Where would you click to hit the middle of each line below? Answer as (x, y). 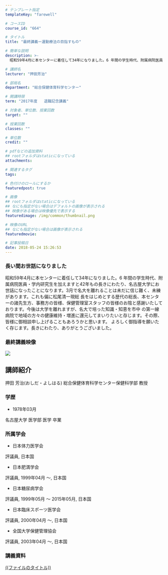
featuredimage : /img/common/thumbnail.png (50, 216)
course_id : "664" (23, 28)
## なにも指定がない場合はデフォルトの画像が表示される (55, 206)
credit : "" (16, 142)
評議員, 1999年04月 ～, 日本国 (36, 478)
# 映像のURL (16, 225)
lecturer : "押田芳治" (26, 74)
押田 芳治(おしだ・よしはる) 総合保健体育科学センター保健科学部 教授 (77, 383)
